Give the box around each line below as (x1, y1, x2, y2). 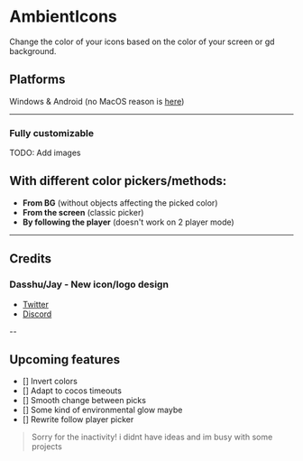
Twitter (22, 299, 50, 309)
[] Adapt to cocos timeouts (22, 385, 122, 396)
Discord (22, 309, 52, 319)
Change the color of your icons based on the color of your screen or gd (9, 36, 275, 47)
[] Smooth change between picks (22, 395, 147, 406)
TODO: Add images (9, 147, 81, 159)
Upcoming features (9, 352, 120, 367)
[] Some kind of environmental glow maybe (22, 404, 183, 416)
